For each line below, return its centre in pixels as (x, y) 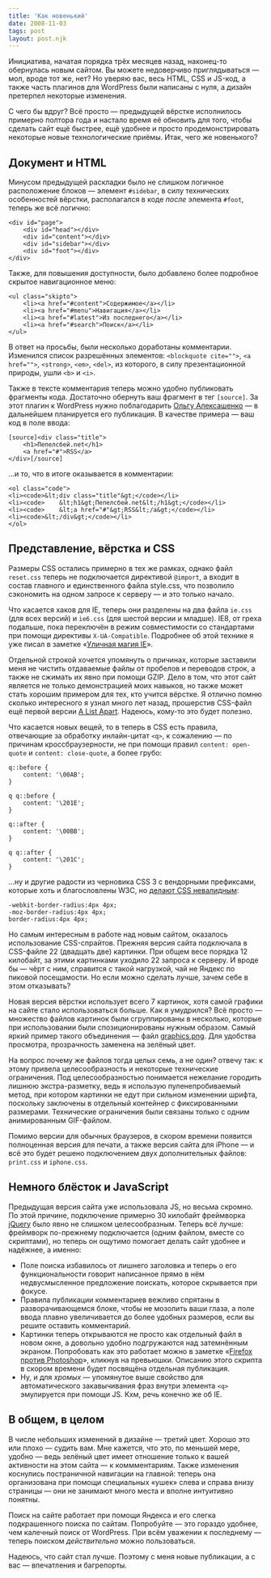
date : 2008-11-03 (38, 23)
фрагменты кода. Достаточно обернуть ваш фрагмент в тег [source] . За (133, 397)
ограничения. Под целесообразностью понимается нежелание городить (135, 1077)
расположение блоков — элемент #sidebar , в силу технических (119, 191)
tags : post (27, 31)
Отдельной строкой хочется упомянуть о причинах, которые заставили (132, 659)
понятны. (24, 1499)
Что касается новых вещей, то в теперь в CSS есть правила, (113, 727)
